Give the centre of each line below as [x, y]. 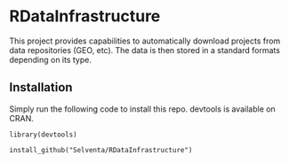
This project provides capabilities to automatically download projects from [145, 41]
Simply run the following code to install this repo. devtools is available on [142, 109]
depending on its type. [50, 59]
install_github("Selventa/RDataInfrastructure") [101, 150]
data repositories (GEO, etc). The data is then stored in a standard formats [144, 50]
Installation [41, 87]
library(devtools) [43, 135]
